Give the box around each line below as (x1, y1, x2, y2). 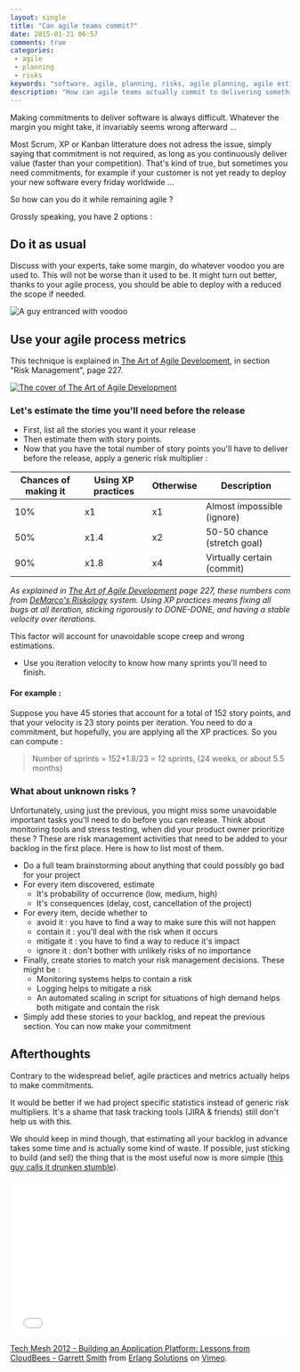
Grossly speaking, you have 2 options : (10, 211, 153, 222)
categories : (10, 46, 54, 55)
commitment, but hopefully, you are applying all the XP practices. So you (10, 727, 277, 737)
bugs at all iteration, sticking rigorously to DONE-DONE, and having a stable (10, 605, 290, 615)
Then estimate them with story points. (22, 434, 163, 445)
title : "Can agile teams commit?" (10, 21, 139, 30)
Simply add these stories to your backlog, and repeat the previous (22, 1011, 265, 1022)
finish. (22, 667, 46, 678)
